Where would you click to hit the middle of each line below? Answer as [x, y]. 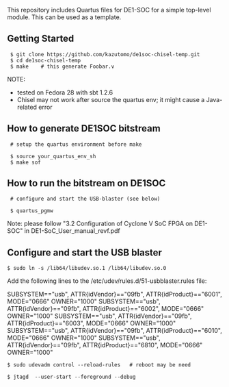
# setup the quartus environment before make [76, 144]
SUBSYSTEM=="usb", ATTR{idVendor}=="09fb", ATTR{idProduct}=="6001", [114, 295]
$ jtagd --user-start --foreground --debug [71, 377]
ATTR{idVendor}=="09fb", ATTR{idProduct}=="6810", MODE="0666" [105, 345]
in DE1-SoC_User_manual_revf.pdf [72, 231]
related [27, 107]
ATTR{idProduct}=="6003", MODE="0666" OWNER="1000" [92, 323]
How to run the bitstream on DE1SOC [86, 183]
